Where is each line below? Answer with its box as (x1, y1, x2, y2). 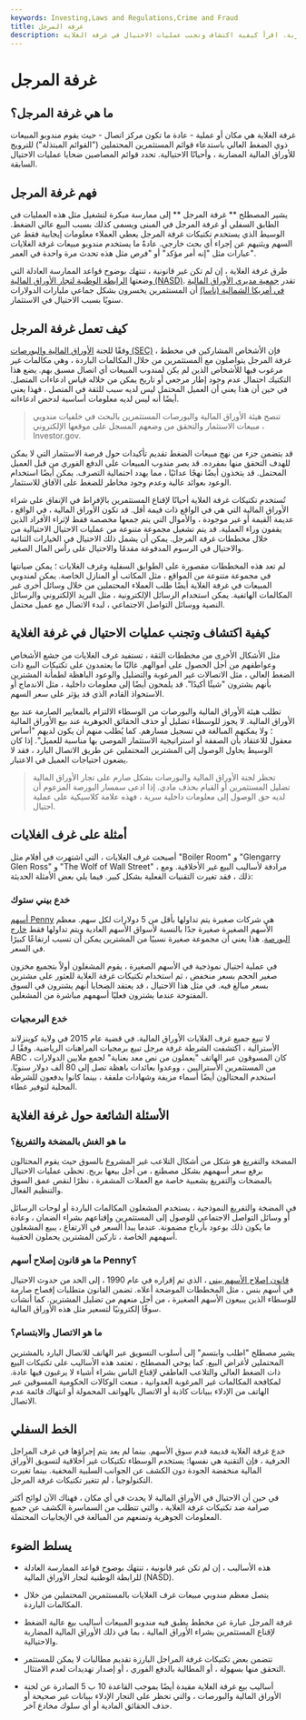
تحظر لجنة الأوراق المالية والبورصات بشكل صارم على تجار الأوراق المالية (32, 771, 276, 782)
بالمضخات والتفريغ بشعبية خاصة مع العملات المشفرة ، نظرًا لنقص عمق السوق (10, 1174, 272, 1185)
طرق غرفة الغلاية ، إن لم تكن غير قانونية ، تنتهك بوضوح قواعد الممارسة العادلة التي (10, 266, 288, 277)
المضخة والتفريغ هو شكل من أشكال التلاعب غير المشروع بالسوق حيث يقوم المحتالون (10, 1155, 297, 1166)
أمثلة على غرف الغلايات (10, 827, 127, 842)
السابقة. (10, 158, 38, 169)
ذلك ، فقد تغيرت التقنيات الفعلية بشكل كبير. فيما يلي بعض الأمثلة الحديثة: (10, 870, 253, 881)
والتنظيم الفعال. (10, 1184, 64, 1195)
